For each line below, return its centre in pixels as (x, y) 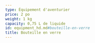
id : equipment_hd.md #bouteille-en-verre (48, 28)
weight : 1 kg (19, 19)
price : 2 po (17, 14)
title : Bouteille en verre (33, 33)
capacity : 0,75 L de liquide (35, 23)
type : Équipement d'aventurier (38, 10)
